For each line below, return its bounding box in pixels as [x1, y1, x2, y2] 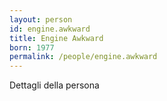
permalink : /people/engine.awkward [9, 52, 158, 62]
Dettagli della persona [9, 79, 100, 91]
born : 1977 [9, 42, 55, 53]
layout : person [9, 14, 73, 25]
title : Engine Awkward [9, 33, 104, 43]
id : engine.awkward [9, 24, 91, 34]
